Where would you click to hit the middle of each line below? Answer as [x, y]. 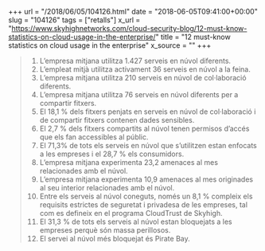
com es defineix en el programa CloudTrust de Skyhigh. [131, 213]
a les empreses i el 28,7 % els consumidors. [112, 154]
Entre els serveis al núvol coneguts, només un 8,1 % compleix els [146, 196]
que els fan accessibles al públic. [94, 137]
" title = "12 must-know [193, 37]
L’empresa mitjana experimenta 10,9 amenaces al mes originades [146, 179]
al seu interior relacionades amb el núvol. [107, 188]
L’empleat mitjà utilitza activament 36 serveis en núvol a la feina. [145, 69]
